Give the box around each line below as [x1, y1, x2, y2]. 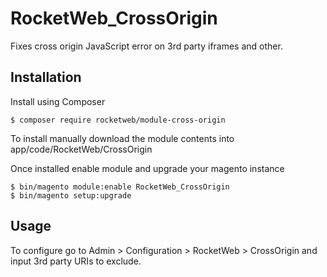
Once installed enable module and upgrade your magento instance [10, 162, 285, 174]
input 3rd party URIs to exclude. [10, 255, 142, 267]
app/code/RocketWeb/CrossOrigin [10, 143, 153, 155]
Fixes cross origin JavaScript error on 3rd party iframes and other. [10, 40, 283, 52]
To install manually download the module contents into [10, 132, 235, 144]
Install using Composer [10, 95, 106, 107]
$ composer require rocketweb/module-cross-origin [10, 115, 226, 125]
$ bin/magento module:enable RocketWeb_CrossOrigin [10, 182, 230, 192]
